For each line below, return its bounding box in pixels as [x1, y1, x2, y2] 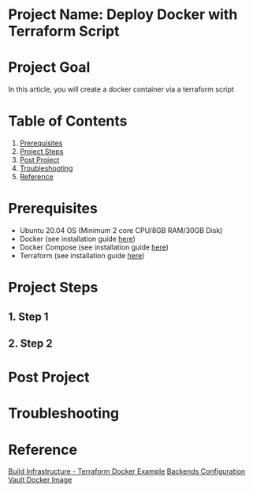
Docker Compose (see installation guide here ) [19, 242, 169, 252]
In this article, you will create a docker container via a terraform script [8, 85, 234, 94]
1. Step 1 [8, 310, 49, 323]
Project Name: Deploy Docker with [8, 6, 238, 24]
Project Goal [8, 58, 91, 77]
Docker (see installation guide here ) [19, 235, 136, 243]
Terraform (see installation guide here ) [19, 251, 145, 260]
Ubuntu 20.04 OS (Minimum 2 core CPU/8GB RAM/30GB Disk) [19, 226, 223, 235]
